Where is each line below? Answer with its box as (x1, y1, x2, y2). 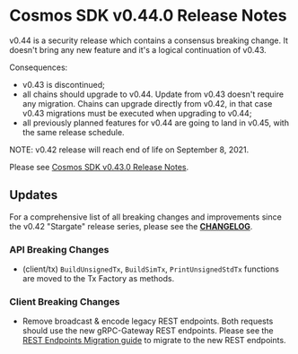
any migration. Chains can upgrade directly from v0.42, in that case (22, 98, 273, 108)
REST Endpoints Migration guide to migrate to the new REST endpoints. (22, 335, 286, 346)
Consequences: (9, 62, 68, 73)
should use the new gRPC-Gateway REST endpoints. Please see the (22, 325, 274, 336)
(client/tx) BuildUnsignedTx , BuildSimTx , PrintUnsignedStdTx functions (22, 263, 280, 274)
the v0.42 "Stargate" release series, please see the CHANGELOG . (9, 220, 253, 231)
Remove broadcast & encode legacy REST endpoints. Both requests (22, 315, 274, 327)
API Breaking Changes (9, 243, 110, 255)
